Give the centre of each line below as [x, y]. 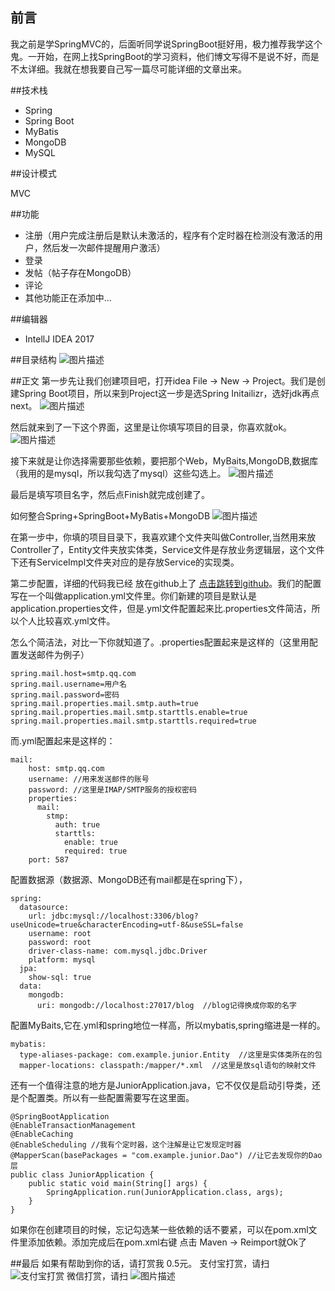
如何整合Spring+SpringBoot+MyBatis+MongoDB [110, 515]
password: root [60, 942]
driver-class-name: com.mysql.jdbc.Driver [118, 951]
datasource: [44, 907]
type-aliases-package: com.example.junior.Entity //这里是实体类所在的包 [171, 1054]
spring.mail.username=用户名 [69, 684]
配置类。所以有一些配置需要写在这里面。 [111, 1097]
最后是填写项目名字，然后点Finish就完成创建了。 [110, 494]
